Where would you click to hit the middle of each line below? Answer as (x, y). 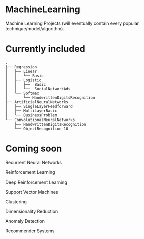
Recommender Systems (30, 231)
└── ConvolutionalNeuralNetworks (40, 119)
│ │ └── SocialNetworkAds (38, 89)
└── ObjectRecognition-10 (41, 129)
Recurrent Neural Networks (33, 162)
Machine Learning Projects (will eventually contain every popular (72, 23)
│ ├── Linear (21, 71)
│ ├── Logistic (23, 80)
